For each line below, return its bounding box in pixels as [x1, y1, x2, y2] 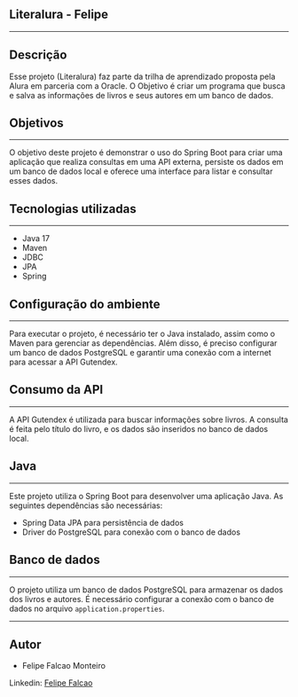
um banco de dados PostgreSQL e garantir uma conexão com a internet [9, 348, 272, 358]
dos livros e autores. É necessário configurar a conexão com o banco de [9, 593, 275, 604]
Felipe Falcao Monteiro [21, 661, 106, 671]
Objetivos [9, 115, 64, 131]
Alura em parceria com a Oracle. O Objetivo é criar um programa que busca [9, 80, 286, 91]
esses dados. [9, 176, 59, 186]
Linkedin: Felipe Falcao [9, 677, 93, 688]
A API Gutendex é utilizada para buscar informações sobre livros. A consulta [9, 414, 288, 425]
